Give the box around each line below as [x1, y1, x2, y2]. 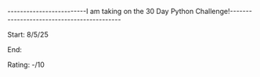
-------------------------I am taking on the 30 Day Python [7, 7, 194, 16]
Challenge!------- [195, 7, 252, 16]
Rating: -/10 [7, 60, 45, 69]
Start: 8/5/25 [7, 30, 49, 39]
